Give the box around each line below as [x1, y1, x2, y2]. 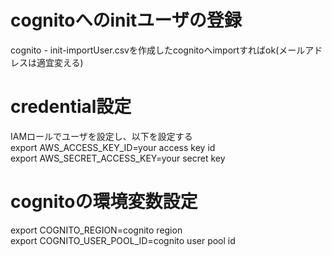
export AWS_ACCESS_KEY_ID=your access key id [10, 141, 216, 153]
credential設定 [10, 96, 132, 118]
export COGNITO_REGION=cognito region [10, 224, 183, 236]
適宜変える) [36, 56, 84, 68]
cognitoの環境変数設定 [10, 191, 198, 213]
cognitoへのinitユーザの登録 [10, 9, 242, 32]
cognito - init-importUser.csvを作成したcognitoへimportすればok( [10, 44, 280, 56]
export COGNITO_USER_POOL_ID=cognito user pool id [10, 234, 236, 246]
